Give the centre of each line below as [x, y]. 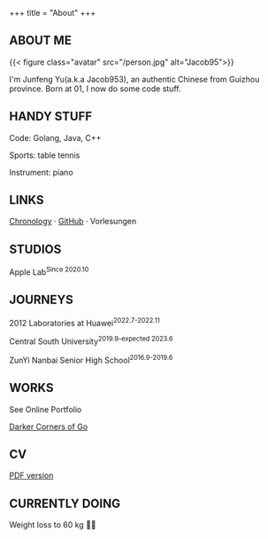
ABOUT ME [41, 40]
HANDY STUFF [51, 117]
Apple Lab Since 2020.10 [49, 271]
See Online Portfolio [46, 409]
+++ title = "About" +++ [53, 13]
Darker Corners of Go [49, 426]
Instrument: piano [41, 172]
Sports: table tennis [45, 155]
